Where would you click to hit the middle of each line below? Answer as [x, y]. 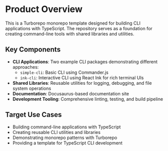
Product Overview [44, 9]
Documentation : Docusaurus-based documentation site [71, 93]
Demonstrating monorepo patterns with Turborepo [65, 137]
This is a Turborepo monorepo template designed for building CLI [73, 23]
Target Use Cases [33, 115]
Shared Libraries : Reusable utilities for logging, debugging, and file [82, 83]
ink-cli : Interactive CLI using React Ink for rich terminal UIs [82, 78]
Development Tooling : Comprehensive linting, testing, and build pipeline [88, 99]
